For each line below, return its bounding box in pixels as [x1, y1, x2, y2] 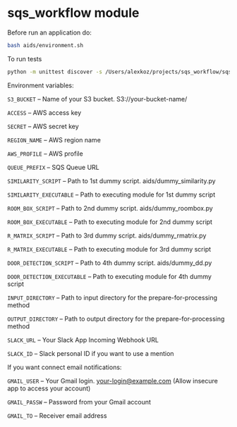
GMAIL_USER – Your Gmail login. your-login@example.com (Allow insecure [7, 376, 219, 385]
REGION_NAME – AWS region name [7, 135, 101, 144]
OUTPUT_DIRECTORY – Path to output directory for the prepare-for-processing [7, 314, 225, 323]
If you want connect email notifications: [7, 363, 122, 371]
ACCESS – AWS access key [7, 108, 82, 117]
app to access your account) [7, 384, 91, 392]
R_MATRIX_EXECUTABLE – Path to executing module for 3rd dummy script [7, 245, 212, 253]
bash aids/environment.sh [7, 42, 83, 49]
